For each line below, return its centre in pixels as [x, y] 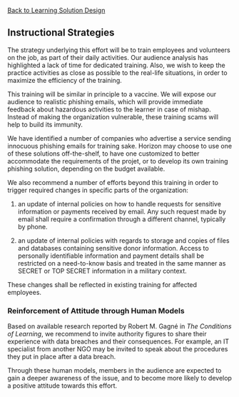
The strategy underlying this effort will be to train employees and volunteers [119, 50]
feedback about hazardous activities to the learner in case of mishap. [110, 109]
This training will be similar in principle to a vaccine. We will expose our [112, 94]
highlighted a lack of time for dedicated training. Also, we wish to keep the [117, 65]
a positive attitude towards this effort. [62, 386]
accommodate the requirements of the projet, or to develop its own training [118, 161]
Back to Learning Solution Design [56, 10]
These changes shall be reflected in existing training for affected [102, 284]
